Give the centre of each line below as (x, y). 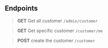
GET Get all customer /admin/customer (57, 20)
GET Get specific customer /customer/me (60, 31)
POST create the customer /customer (56, 40)
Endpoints (21, 8)
